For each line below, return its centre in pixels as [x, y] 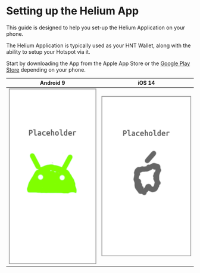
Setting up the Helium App [72, 11]
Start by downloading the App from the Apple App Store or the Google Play [98, 63]
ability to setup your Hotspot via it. [48, 51]
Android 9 [52, 83]
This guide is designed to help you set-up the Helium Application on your [96, 27]
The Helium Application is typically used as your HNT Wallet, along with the [99, 45]
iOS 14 [146, 83]
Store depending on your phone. [46, 69]
